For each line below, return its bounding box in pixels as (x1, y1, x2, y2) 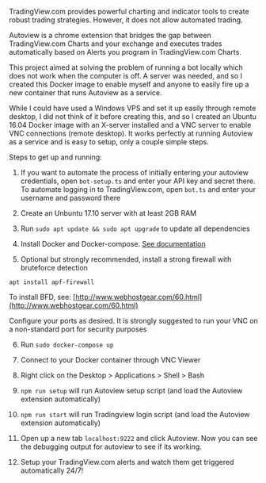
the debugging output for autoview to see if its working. (20, 442, 203, 451)
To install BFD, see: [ (9, 293, 76, 301)
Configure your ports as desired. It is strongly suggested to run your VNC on (9, 316, 258, 325)
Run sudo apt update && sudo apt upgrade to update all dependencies (20, 224, 250, 233)
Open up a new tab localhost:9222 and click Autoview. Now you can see (20, 434, 258, 443)
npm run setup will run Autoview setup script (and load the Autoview (20, 386, 243, 395)
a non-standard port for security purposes (9, 324, 147, 334)
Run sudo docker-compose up (20, 340, 114, 349)
